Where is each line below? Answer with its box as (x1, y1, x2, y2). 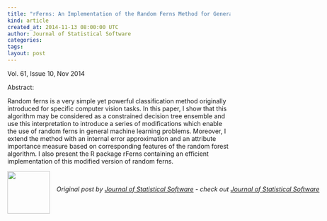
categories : (7, 37, 42, 44)
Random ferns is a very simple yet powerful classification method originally (7, 96, 226, 105)
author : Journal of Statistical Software (7, 30, 132, 38)
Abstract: (7, 83, 34, 91)
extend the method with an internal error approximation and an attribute (7, 134, 217, 142)
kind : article (7, 17, 50, 24)
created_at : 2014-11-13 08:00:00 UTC (7, 23, 119, 30)
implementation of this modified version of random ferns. (7, 157, 174, 165)
